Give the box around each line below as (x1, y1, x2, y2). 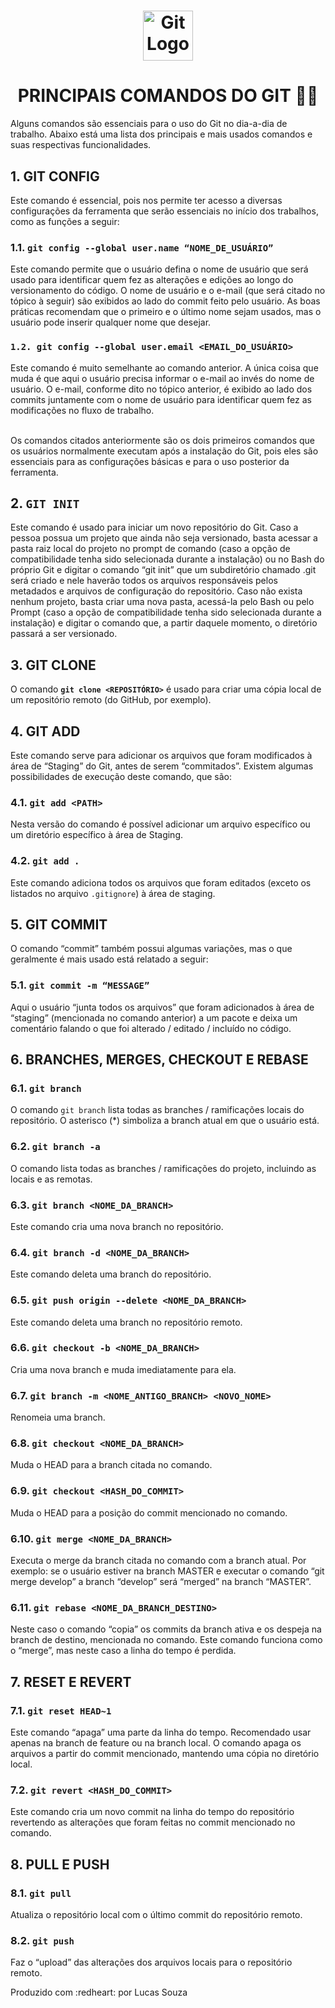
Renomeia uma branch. (10, 1411, 106, 1424)
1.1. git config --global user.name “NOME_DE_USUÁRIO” (10, 240, 274, 254)
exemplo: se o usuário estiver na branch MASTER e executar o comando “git (10, 1565, 325, 1577)
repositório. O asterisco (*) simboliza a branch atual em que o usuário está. (10, 1115, 320, 1127)
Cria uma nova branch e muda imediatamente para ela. (10, 1363, 237, 1375)
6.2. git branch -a (10, 1140, 101, 1154)
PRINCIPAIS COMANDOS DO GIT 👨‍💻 (17, 85, 319, 107)
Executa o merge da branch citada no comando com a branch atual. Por (10, 1555, 307, 1567)
